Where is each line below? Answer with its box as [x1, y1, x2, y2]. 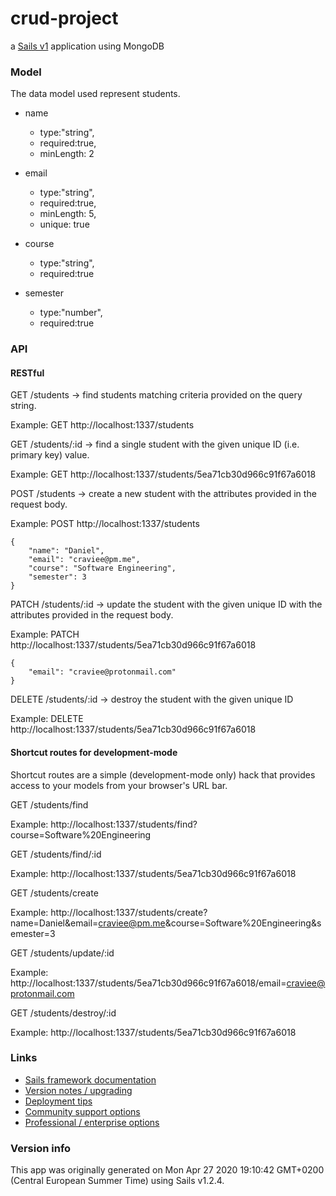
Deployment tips [24, 1095, 93, 1107]
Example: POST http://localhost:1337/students [10, 518, 200, 530]
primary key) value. [10, 449, 90, 461]
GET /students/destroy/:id [10, 1007, 117, 1019]
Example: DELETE [10, 713, 84, 725]
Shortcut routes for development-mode [10, 746, 178, 758]
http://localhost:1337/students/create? [50, 906, 208, 918]
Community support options [24, 1105, 141, 1117]
